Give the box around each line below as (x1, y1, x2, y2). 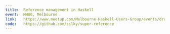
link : (5, 16, 17, 21)
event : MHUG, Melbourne (5, 12, 58, 17)
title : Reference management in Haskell (5, 7, 94, 12)
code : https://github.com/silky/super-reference (5, 21, 114, 26)
